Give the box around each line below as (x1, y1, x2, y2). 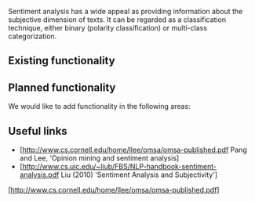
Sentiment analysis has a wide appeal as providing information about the (8, 7, 243, 16)
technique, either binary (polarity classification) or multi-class (8, 23, 208, 32)
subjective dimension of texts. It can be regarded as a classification (8, 15, 226, 24)
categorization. (8, 31, 57, 41)
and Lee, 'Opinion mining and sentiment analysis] (19, 153, 180, 163)
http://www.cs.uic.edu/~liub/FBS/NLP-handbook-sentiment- (22, 162, 217, 171)
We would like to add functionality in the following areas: (8, 102, 191, 111)
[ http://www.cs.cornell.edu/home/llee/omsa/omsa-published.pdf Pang (19, 145, 247, 155)
